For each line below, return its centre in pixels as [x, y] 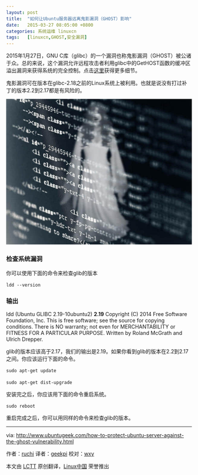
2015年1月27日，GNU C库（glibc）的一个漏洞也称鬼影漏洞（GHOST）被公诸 [99, 56]
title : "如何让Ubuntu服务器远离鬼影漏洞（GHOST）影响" [69, 19]
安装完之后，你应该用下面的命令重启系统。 [58, 394]
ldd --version [24, 285]
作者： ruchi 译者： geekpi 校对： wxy [50, 453]
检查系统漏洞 [24, 259]
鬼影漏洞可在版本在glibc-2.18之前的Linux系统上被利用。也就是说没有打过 [94, 83]
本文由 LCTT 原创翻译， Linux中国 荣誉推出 [58, 466]
